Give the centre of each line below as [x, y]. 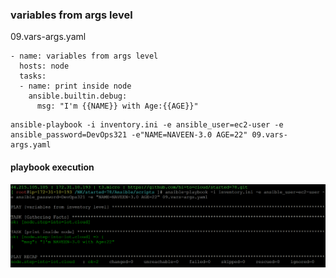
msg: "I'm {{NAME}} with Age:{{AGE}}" [117, 106]
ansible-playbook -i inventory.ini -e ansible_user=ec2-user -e [147, 125]
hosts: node [44, 66]
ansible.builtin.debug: [78, 96]
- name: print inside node [75, 86]
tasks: [33, 76]
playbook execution [52, 167]
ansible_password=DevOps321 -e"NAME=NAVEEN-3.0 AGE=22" [129, 135]
